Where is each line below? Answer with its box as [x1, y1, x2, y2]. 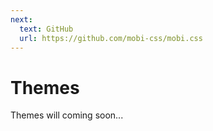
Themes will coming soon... [10, 109, 124, 121]
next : [10, 14, 33, 25]
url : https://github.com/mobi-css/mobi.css [19, 33, 203, 43]
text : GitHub [19, 24, 74, 34]
